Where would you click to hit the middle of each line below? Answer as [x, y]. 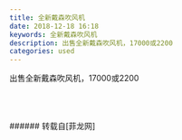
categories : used [42, 51]
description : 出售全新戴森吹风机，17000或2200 [91, 43]
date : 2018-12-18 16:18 [54, 26]
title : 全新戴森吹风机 [48, 18]
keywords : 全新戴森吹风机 [53, 34]
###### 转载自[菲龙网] [53, 126]
